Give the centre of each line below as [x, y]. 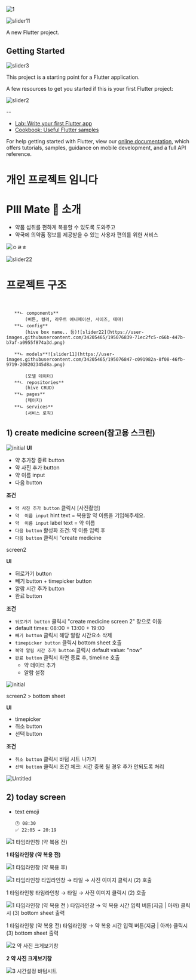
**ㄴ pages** [30, 394]
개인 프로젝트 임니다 [52, 180]
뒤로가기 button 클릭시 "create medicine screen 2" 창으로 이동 [88, 621]
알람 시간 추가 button [39, 588]
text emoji [27, 812]
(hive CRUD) [40, 388]
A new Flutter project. [33, 32]
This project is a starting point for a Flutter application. [73, 77]
